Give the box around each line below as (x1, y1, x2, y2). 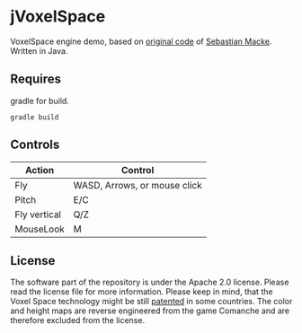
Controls (10, 137, 60, 153)
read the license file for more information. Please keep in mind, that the (10, 286, 273, 297)
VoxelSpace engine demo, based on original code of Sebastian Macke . (10, 36, 272, 47)
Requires (10, 72, 62, 87)
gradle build (10, 112, 59, 122)
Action (24, 163, 55, 176)
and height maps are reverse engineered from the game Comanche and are (10, 305, 290, 316)
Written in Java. (10, 45, 68, 56)
